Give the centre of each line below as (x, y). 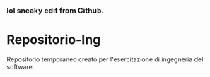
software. (21, 66)
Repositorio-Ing (54, 40)
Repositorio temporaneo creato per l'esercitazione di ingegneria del (105, 59)
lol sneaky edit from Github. (55, 11)
